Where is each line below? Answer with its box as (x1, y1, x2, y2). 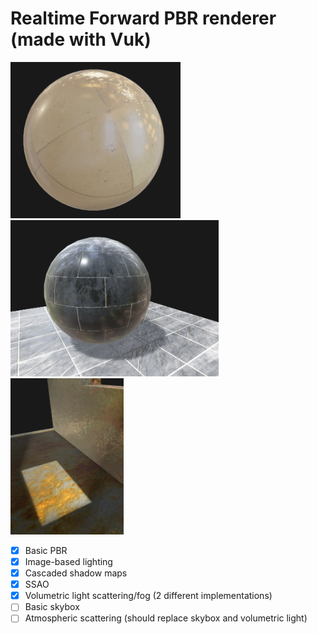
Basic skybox (24, 601, 80, 613)
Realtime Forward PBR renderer (10, 7, 277, 30)
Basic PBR (24, 544, 68, 556)
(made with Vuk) (10, 28, 152, 51)
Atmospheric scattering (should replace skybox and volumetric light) (24, 612, 308, 624)
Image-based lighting (24, 556, 113, 567)
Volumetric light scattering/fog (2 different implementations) (24, 590, 273, 602)
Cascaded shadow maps (24, 567, 128, 579)
